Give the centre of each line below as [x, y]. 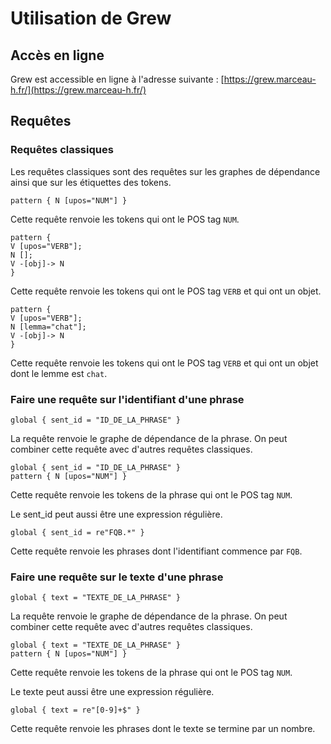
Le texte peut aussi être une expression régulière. [112, 692]
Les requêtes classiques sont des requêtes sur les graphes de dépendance [165, 171]
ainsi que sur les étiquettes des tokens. [91, 182]
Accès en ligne [57, 55]
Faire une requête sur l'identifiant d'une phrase [127, 399]
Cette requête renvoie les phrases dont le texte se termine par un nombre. [163, 729]
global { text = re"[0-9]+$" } [75, 710]
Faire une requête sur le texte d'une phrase [117, 577]
